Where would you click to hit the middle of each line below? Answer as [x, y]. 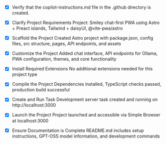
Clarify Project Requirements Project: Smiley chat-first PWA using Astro [86, 23]
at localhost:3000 [30, 120]
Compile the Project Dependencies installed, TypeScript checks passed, [87, 84]
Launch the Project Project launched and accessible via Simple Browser [86, 115]
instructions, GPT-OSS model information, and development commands [86, 136]
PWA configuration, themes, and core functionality [64, 59]
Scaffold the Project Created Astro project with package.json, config [82, 38]
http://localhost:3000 [34, 105]
